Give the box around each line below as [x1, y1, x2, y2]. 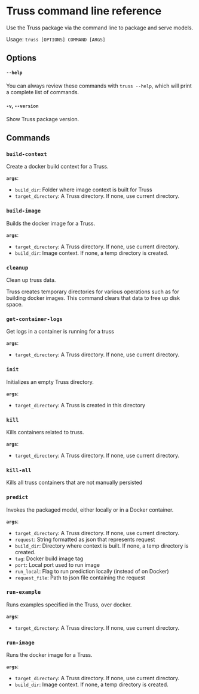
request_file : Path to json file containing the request [14, 574, 145, 581]
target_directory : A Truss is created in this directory [14, 401, 145, 408]
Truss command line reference [6, 4, 162, 18]
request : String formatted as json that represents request [14, 536, 155, 543]
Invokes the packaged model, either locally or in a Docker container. [6, 506, 174, 513]
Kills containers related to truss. [6, 428, 85, 435]
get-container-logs [6, 316, 63, 322]
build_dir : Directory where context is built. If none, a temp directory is [14, 542, 189, 549]
